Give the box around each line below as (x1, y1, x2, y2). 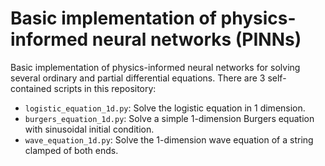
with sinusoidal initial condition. (24, 123, 155, 135)
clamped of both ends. (24, 144, 119, 156)
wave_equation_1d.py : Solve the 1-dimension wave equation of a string (24, 133, 314, 146)
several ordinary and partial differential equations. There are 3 (10, 72, 266, 84)
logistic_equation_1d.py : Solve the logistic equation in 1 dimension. (24, 102, 306, 114)
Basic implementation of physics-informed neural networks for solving (10, 61, 301, 73)
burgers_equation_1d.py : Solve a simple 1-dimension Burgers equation (24, 112, 315, 124)
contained (10, 82, 52, 94)
